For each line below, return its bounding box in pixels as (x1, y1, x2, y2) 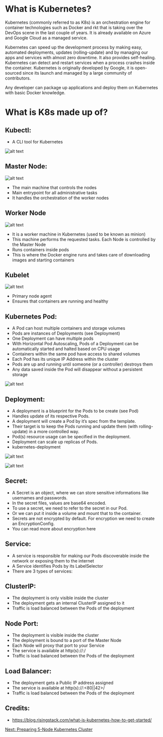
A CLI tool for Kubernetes (12, 139, 63, 144)
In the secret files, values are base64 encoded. (12, 500, 107, 506)
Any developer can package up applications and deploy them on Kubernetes (5, 84, 158, 90)
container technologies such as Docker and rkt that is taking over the (5, 24, 143, 30)
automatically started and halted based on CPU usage (12, 346, 120, 352)
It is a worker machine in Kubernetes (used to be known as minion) (12, 231, 146, 237)
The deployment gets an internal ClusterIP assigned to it (12, 600, 125, 606)
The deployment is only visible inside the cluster (12, 595, 109, 601)
